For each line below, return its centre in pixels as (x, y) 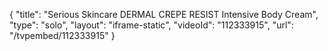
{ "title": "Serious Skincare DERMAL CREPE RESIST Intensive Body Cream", (164, 14)
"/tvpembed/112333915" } (62, 35)
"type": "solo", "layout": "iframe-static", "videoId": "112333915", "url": (151, 25)
